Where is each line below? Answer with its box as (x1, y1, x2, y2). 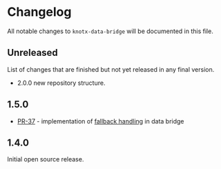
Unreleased (7, 47, 59, 59)
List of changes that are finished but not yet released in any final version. (7, 65, 215, 73)
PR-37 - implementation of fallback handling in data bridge (17, 117, 184, 125)
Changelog (7, 4, 72, 20)
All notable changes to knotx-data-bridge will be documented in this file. (7, 27, 214, 35)
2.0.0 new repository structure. (17, 79, 106, 87)
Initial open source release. (7, 155, 84, 163)
